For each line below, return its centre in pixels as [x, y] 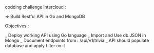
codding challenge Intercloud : [36, 7]
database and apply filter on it [35, 45]
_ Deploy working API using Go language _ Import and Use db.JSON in [76, 35]
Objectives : [17, 26]
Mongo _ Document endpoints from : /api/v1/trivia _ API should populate [77, 40]
